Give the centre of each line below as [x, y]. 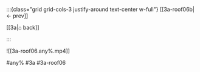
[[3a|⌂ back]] [23, 28]
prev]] [21, 16]
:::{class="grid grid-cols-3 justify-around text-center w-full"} [82, 9]
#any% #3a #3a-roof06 [36, 63]
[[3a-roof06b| [177, 9]
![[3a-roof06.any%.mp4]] [38, 51]
